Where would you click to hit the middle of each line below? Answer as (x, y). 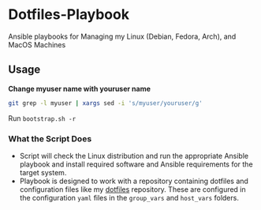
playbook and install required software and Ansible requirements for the (136, 164)
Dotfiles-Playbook (69, 15)
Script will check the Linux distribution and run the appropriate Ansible (134, 156)
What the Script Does (50, 138)
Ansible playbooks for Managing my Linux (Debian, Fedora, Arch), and (122, 36)
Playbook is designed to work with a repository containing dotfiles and (134, 181)
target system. (43, 172)
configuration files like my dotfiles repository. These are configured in (132, 189)
